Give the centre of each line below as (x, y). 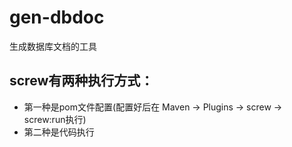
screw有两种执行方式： (81, 81)
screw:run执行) (55, 119)
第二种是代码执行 (59, 132)
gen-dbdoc (57, 17)
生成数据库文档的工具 (53, 46)
